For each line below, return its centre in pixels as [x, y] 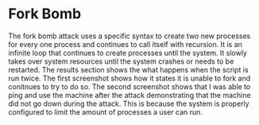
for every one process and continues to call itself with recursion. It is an [125, 44]
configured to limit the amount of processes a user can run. [105, 111]
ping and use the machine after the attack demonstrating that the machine [130, 95]
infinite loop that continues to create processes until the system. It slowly [128, 53]
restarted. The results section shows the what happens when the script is [128, 69]
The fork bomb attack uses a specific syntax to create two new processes [129, 36]
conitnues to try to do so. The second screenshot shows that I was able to [129, 86]
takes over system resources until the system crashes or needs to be [121, 61]
